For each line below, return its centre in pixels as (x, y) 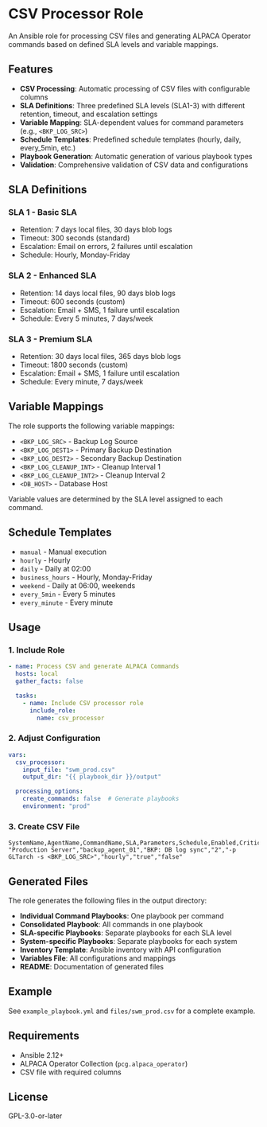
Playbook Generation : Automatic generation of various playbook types (136, 156)
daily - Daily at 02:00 (55, 568)
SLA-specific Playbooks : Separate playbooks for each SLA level (126, 933)
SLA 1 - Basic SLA (43, 213)
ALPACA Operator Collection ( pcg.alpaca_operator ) (104, 1063)
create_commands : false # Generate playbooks (101, 799)
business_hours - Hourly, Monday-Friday (86, 577)
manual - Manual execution (63, 552)
